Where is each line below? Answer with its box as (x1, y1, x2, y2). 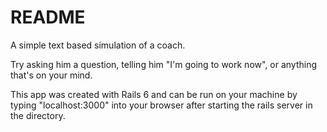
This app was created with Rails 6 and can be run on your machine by (10, 88, 298, 100)
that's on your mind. (10, 69, 93, 81)
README (10, 6, 86, 29)
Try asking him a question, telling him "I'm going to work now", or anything (10, 58, 318, 70)
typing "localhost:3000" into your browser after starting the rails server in (10, 99, 313, 111)
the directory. (10, 109, 66, 121)
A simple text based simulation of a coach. (10, 39, 186, 51)
